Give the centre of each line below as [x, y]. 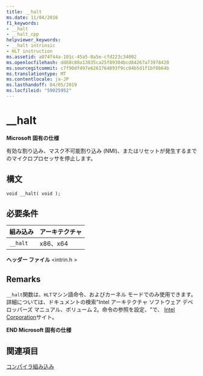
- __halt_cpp [23, 34]
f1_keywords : [23, 23]
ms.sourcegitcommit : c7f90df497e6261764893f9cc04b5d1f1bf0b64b [88, 68]
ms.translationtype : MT [36, 74]
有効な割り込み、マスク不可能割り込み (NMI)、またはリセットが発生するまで [102, 151]
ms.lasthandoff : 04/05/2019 [42, 85]
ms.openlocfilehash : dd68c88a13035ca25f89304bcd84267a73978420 [88, 62]
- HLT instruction [29, 51]
